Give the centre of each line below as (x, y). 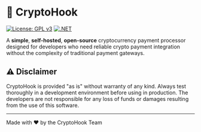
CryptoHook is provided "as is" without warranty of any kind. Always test (96, 86)
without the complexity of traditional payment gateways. (75, 53)
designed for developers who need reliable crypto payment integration (93, 47)
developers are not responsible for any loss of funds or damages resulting (98, 99)
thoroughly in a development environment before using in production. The (97, 93)
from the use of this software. (43, 105)
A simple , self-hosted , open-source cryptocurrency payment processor (96, 40)
